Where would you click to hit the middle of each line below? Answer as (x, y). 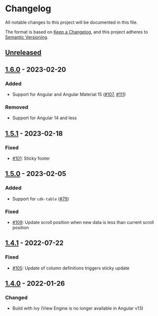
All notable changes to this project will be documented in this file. (72, 22)
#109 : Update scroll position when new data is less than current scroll (83, 222)
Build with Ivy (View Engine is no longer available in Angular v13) (78, 308)
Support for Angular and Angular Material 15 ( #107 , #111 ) (69, 94)
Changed (17, 297)
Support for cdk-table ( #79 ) (40, 199)
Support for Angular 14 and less (44, 118)
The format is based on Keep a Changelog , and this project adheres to (77, 32)
